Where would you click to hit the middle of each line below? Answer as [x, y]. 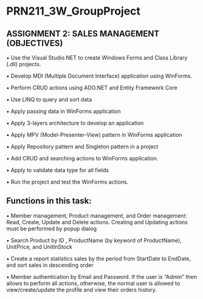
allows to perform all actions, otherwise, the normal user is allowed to [93, 283]
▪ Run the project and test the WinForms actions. [67, 182]
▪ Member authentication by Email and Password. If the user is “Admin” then [102, 277]
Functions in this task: [49, 201]
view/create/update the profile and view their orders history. [81, 289]
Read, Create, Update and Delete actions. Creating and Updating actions [97, 222]
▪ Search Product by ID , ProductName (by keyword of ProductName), [94, 240]
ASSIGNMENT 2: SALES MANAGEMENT [83, 34]
